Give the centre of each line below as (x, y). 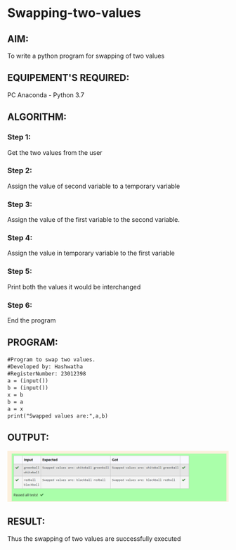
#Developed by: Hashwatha (45, 367)
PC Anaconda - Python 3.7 (46, 95)
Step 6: (20, 305)
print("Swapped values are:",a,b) (58, 416)
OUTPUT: (28, 438)
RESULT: (26, 521)
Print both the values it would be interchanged (74, 287)
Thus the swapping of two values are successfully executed (94, 538)
